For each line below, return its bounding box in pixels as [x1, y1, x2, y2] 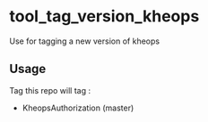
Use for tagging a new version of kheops [9, 36, 160, 46]
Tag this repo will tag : [9, 85, 91, 95]
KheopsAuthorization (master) [22, 102, 134, 113]
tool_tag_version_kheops [9, 6, 200, 27]
